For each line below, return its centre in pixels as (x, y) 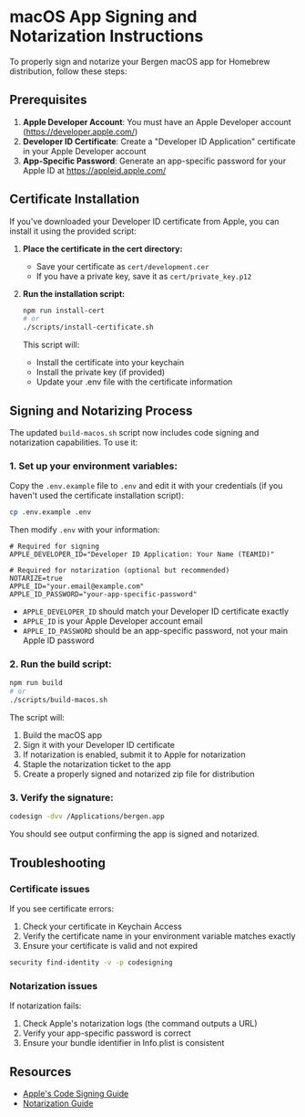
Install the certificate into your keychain (110, 363)
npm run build (36, 683)
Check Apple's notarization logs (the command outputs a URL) (140, 1024)
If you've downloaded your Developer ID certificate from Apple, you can (144, 221)
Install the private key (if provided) (101, 373)
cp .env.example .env (51, 512)
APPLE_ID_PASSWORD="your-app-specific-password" (103, 595)
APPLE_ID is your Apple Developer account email (112, 621)
